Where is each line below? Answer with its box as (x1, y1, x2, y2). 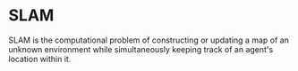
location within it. (8, 53, 72, 64)
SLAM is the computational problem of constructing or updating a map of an (8, 35, 290, 45)
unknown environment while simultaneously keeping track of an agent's (8, 43, 274, 54)
